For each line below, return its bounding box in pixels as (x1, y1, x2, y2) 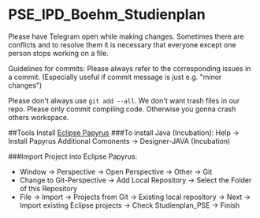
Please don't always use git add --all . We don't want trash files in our (8, 96, 240, 105)
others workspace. (8, 112, 69, 122)
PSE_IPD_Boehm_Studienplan (8, 6, 206, 24)
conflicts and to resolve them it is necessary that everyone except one (8, 39, 236, 49)
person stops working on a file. (8, 48, 109, 58)
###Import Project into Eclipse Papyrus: (8, 152, 138, 161)
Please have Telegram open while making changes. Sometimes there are (8, 32, 244, 41)
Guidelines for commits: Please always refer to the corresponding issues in (8, 63, 251, 73)
